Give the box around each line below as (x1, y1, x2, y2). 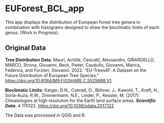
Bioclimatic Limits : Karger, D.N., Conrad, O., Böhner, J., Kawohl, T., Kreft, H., (5, 87, 160, 93)
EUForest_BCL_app (5, 3, 84, 14)
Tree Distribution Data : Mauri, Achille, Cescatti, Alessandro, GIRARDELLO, (5, 57, 155, 63)
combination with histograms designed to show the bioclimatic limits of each (5, 24, 160, 30)
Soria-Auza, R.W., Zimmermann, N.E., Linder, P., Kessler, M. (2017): (5, 92, 140, 98)
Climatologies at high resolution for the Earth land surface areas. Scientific (5, 98, 156, 103)
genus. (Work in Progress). (5, 29, 60, 35)
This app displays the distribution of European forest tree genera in (5, 19, 141, 25)
